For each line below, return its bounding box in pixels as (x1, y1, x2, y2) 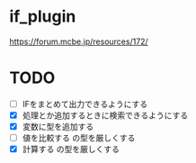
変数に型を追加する (22, 122, 94, 131)
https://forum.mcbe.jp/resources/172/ (9, 36, 148, 47)
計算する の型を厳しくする (22, 144, 120, 155)
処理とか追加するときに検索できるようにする (22, 110, 189, 121)
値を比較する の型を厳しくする (22, 132, 136, 143)
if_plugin (9, 6, 76, 27)
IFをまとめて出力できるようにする (22, 98, 148, 109)
